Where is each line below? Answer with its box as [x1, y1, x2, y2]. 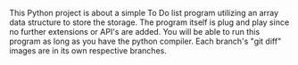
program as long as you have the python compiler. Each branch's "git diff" [9, 36, 282, 46]
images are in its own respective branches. [9, 45, 167, 56]
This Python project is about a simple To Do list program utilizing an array [9, 8, 279, 18]
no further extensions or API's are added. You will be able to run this [9, 27, 261, 37]
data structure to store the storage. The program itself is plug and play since [9, 17, 290, 28]
